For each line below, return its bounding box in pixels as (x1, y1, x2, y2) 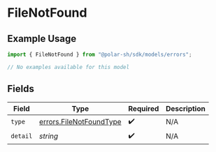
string (39, 131, 59, 141)
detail (10, 132, 33, 140)
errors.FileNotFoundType (39, 117, 122, 127)
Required (128, 103, 159, 113)
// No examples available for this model (7, 63, 130, 70)
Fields (7, 83, 35, 95)
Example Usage (7, 33, 77, 45)
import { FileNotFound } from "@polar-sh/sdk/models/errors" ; (7, 51, 192, 58)
